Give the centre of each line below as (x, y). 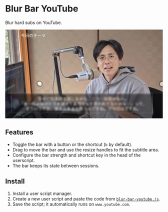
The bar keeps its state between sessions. (56, 165)
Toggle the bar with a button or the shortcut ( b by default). (72, 144)
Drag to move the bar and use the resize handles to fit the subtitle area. (86, 149)
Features (19, 132)
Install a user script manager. (42, 193)
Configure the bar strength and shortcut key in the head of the (76, 155)
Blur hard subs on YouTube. (34, 22)
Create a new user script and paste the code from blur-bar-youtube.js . (86, 198)
